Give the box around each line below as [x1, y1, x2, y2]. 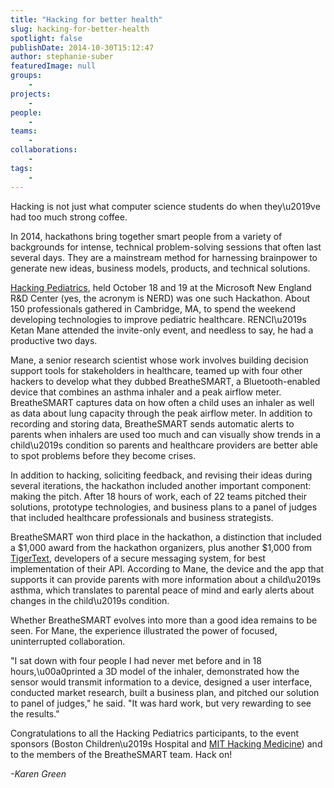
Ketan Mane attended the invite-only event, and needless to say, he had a [10, 324, 314, 336]
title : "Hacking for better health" [10, 14, 163, 25]
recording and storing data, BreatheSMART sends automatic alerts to [10, 417, 295, 430]
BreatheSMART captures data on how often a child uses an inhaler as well [10, 396, 315, 408]
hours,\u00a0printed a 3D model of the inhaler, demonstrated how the [10, 665, 300, 677]
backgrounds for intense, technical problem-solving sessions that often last [10, 241, 322, 253]
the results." [10, 707, 60, 720]
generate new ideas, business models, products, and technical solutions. [10, 262, 311, 274]
